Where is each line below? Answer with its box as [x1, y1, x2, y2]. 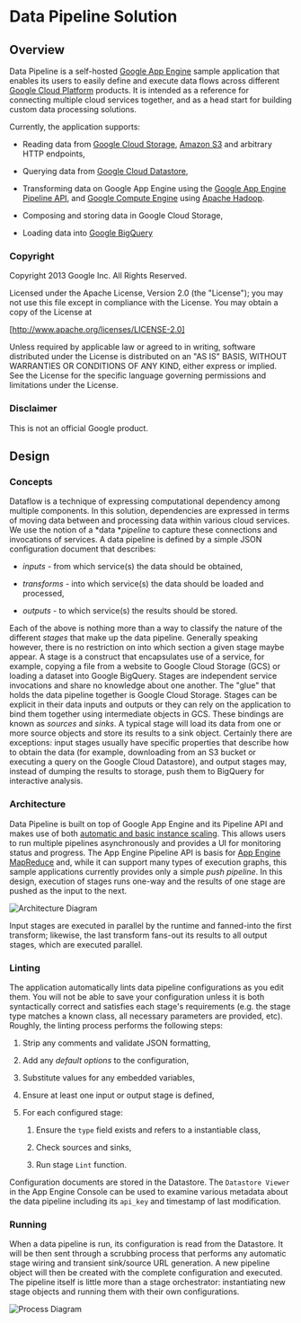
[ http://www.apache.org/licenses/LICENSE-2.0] [9, 324, 186, 335]
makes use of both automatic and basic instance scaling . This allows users [9, 828, 286, 839]
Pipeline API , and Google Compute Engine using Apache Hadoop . [22, 193, 265, 203]
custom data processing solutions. [9, 104, 137, 114]
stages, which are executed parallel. [9, 939, 144, 949]
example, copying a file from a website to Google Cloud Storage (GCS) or [9, 661, 281, 672]
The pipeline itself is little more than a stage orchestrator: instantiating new [9, 1277, 286, 1288]
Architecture [9, 798, 66, 810]
